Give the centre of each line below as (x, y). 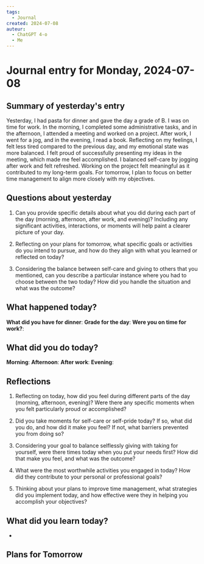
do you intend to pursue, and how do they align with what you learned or (106, 250)
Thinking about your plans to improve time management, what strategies (106, 489)
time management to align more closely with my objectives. (81, 179)
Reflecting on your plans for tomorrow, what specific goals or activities (104, 244)
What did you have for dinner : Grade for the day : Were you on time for (97, 322)
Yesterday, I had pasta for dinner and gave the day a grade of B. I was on (98, 120)
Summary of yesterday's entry (65, 106)
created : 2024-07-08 (33, 23)
